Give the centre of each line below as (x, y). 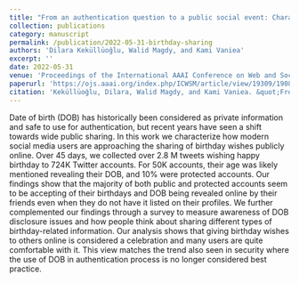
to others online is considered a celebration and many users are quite (136, 240)
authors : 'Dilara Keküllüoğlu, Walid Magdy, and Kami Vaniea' (127, 51)
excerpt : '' (31, 59)
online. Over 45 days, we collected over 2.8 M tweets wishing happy (135, 155)
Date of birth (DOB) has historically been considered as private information (146, 117)
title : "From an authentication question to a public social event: (139, 17)
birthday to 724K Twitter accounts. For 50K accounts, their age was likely (144, 165)
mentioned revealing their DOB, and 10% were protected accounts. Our (139, 174)
